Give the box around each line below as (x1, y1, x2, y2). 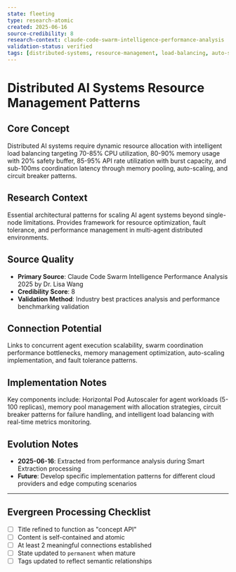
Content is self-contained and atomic (17, 533, 125, 541)
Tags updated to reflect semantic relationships (17, 557, 152, 565)
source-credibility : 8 (7, 30, 74, 37)
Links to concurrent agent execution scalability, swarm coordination (7, 341, 204, 349)
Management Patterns (7, 95, 140, 111)
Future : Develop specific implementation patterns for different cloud (17, 471, 216, 480)
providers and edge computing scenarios (17, 479, 137, 487)
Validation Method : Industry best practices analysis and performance (17, 294, 220, 303)
